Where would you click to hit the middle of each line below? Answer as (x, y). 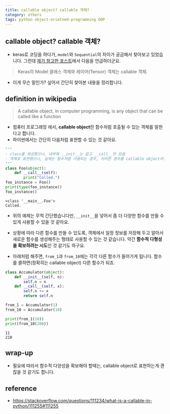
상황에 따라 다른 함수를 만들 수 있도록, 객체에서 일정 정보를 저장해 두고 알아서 (88, 232)
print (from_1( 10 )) (25, 319)
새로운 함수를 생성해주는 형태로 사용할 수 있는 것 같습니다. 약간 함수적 (81, 239)
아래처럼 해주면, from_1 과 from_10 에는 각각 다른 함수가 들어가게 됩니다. (82, 256)
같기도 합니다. (41, 372)
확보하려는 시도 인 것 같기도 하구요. (51, 245)
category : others (24, 15)
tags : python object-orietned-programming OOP (55, 19)
